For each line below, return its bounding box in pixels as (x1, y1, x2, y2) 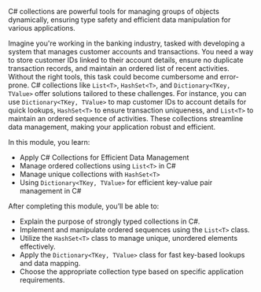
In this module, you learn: (8, 138, 90, 146)
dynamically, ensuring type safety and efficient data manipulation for (8, 15, 231, 24)
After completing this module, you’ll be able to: (8, 201, 160, 211)
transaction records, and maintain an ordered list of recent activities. (8, 64, 230, 73)
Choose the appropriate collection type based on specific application (19, 267, 244, 276)
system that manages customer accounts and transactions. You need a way (8, 47, 254, 56)
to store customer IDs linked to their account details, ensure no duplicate (8, 55, 244, 65)
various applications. (8, 24, 76, 32)
